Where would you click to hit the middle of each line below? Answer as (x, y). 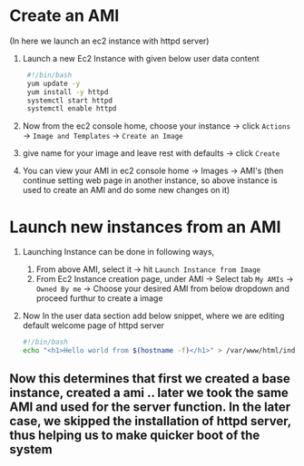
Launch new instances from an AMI (145, 227)
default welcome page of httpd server (93, 325)
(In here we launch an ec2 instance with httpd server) (109, 41)
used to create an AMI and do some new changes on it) (126, 190)
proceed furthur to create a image (99, 298)
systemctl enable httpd (72, 109)
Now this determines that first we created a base (150, 379)
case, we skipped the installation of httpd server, (151, 421)
